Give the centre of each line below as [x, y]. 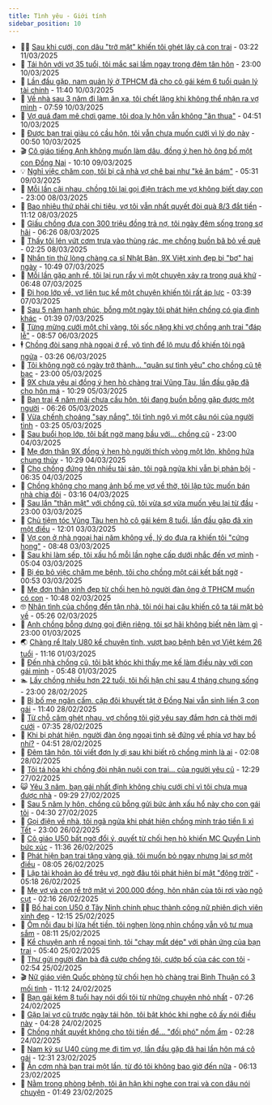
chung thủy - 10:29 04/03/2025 [73, 460]
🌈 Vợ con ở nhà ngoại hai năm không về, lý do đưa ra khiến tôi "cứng [134, 537]
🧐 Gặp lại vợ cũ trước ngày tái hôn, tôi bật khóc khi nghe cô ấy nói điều [138, 1014]
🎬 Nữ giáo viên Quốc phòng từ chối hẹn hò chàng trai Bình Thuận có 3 [138, 977]
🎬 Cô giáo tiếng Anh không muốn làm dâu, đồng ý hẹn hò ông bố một [136, 150]
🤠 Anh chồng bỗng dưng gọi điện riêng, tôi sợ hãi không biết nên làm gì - [141, 624]
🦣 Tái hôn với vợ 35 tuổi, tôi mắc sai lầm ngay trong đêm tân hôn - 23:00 [140, 64]
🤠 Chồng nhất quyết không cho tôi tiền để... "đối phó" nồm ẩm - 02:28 [137, 1031]
